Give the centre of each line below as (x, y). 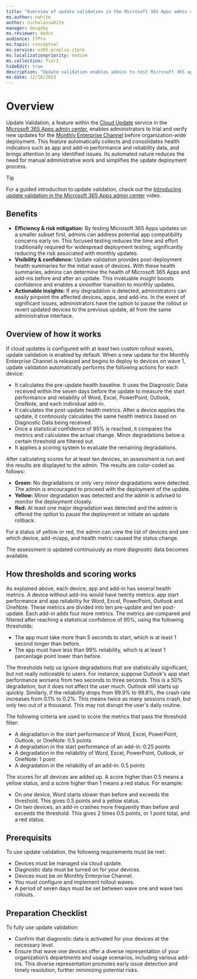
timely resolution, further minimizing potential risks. (77, 970)
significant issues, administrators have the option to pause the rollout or (101, 303)
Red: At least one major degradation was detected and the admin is (96, 507)
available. (18, 555)
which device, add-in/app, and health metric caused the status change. (92, 538)
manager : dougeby (27, 28)
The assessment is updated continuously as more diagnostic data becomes (97, 549)
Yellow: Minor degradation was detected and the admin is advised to (98, 495)
